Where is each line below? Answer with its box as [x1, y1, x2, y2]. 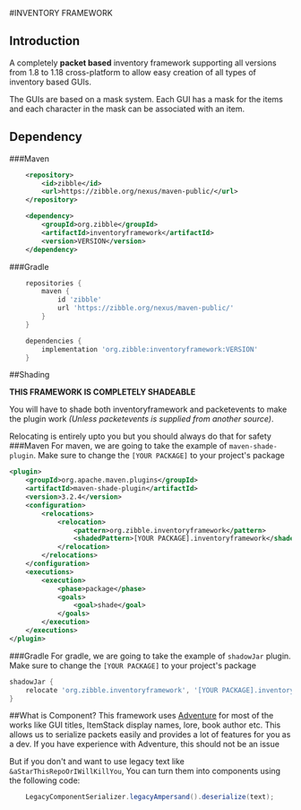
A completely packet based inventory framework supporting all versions [9, 57, 277, 68]
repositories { [25, 278, 82, 288]
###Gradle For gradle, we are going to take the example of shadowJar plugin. [9, 650, 291, 661]
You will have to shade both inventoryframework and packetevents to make [9, 404, 288, 415]
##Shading [9, 370, 50, 380]
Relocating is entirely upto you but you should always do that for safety [9, 431, 271, 442]
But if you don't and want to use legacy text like [9, 756, 185, 767]
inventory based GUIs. [9, 76, 92, 87]
